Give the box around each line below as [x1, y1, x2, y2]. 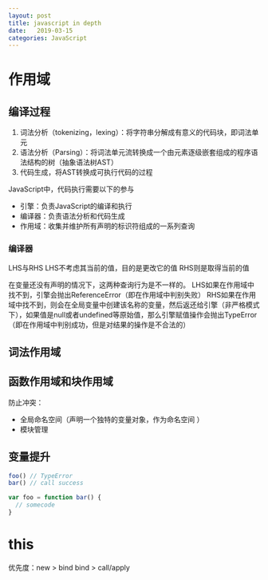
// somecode [15, 501, 56, 509]
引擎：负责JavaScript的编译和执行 [19, 201, 133, 211]
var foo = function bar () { [8, 494, 102, 502]
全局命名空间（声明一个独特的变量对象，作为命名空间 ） [19, 414, 204, 424]
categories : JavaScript [8, 34, 88, 42]
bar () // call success [8, 479, 84, 487]
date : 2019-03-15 [8, 26, 73, 34]
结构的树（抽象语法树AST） [26, 157, 118, 168]
